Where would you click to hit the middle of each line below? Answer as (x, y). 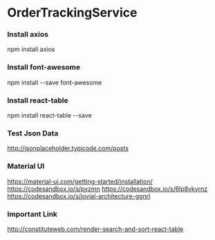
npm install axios (31, 49)
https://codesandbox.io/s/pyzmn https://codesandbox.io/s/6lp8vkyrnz (107, 189)
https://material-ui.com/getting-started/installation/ (80, 181)
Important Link (32, 214)
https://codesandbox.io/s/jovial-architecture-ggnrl (79, 196)
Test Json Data (33, 133)
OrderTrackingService (72, 13)
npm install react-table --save (49, 116)
